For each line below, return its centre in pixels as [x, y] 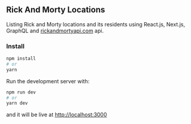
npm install [21, 59]
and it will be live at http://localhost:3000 [57, 115]
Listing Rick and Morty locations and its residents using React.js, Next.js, [96, 24]
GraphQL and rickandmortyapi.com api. [55, 31]
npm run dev [21, 92]
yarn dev [17, 103]
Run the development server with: [48, 81]
